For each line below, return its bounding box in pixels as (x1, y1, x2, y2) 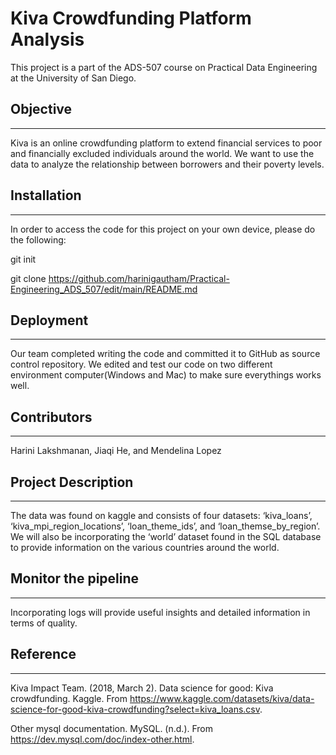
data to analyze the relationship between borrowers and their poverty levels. (10, 158, 325, 170)
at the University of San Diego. (10, 72, 137, 84)
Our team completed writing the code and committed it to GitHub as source (10, 348, 321, 360)
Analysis (10, 28, 85, 51)
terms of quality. (10, 617, 78, 629)
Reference (10, 646, 77, 663)
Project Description (10, 473, 134, 491)
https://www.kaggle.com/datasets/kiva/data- (129, 692, 315, 704)
